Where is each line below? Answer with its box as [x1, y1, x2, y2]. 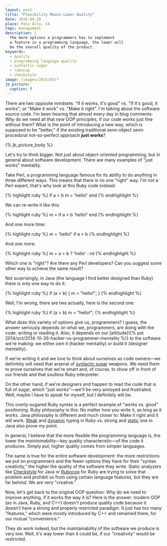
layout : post [5, 7, 32, 13]
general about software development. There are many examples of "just [5, 157, 153, 163]
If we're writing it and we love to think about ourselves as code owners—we [5, 355, 161, 361]
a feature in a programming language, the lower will [9, 40, 124, 45]
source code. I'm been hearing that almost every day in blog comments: [5, 111, 153, 117]
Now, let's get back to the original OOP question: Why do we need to [5, 489, 146, 495]
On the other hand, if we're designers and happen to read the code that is [5, 381, 157, 387]
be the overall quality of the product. [9, 45, 95, 50]
